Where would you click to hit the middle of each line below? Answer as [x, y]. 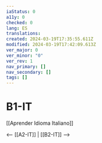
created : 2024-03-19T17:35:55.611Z [50, 39]
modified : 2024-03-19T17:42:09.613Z [51, 45]
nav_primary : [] [26, 66]
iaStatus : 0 [21, 12]
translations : [24, 34]
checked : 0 [19, 22]
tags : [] [17, 77]
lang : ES [17, 28]
